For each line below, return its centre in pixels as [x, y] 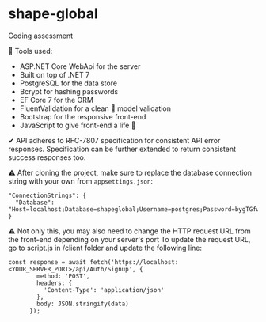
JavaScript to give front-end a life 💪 [78, 125]
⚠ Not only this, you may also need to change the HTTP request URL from [129, 231]
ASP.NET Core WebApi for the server [80, 66]
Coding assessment [41, 36]
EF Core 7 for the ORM [56, 100]
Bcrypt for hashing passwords [69, 91]
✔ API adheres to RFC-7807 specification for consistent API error [114, 140]
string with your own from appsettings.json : [80, 181]
